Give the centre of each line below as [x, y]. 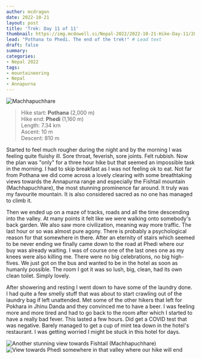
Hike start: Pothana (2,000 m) [58, 112]
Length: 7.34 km [41, 125]
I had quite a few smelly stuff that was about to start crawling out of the [94, 293]
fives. [13, 263]
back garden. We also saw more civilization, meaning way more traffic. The [99, 225]
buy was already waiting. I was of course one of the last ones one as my [95, 250]
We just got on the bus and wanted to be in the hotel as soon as [99, 263]
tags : [13, 67]
